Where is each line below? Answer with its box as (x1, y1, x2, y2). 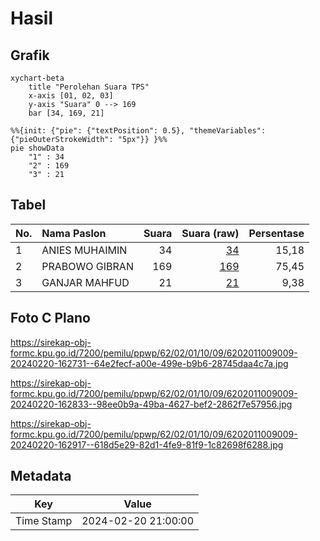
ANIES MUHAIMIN (41, 243, 128, 257)
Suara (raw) (181, 226, 240, 240)
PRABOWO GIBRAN (41, 259, 134, 273)
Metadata (10, 468, 72, 485)
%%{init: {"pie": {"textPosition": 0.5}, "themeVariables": (10, 126, 267, 136)
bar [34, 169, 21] (28, 108, 105, 118)
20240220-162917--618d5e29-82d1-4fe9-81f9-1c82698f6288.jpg (10, 438, 284, 451)
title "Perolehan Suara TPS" (28, 82, 150, 92)
